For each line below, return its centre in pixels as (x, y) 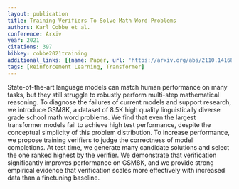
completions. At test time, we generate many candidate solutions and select (118, 147)
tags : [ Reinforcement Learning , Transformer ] (76, 67)
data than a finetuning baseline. (54, 178)
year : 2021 (23, 40)
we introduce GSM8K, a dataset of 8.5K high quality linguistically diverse (114, 109)
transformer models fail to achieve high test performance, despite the (109, 124)
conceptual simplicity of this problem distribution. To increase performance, (118, 132)
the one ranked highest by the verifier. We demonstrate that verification (112, 155)
